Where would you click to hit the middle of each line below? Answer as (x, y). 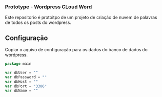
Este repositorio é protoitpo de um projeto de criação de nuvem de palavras (81, 18)
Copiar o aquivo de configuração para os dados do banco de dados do (76, 50)
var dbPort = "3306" (26, 86)
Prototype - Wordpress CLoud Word (49, 7)
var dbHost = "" (21, 81)
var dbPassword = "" (26, 77)
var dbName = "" (21, 91)
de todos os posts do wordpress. (38, 22)
